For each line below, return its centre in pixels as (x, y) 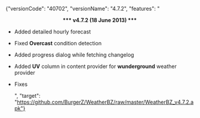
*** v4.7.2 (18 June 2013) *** (100, 20)
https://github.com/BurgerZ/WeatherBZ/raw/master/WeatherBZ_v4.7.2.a (105, 102)
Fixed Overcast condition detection (58, 43)
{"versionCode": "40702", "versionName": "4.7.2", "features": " (83, 9)
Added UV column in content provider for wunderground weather (95, 66)
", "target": (27, 96)
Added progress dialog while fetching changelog (74, 55)
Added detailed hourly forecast (53, 32)
